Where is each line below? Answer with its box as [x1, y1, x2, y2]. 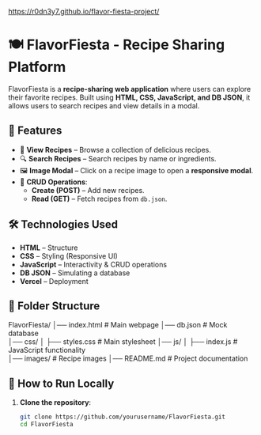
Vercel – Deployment [19, 276, 89, 286]
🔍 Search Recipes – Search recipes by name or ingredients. [19, 153, 217, 163]
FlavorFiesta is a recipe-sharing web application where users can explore [8, 84, 252, 93]
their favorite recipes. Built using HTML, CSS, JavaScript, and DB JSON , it [8, 93, 251, 102]
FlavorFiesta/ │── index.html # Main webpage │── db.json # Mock [8, 320, 228, 330]
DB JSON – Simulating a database [19, 268, 130, 278]
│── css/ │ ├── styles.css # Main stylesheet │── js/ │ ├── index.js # [8, 337, 238, 346]
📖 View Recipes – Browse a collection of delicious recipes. [19, 145, 211, 154]
